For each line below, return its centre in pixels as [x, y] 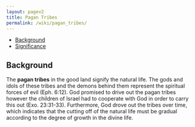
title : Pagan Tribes [32, 17]
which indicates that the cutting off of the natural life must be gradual [92, 111]
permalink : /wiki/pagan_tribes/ [46, 23]
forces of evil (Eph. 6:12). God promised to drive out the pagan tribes [91, 92]
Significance [30, 46]
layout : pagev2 [25, 12]
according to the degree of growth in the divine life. [70, 118]
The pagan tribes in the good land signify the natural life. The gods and [94, 80]
